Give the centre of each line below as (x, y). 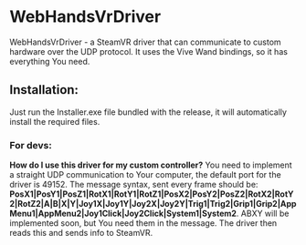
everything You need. (50, 61)
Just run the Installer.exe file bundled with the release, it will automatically (148, 112)
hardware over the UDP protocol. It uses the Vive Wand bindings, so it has (148, 51)
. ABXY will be (263, 214)
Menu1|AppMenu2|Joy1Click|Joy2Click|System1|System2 (123, 214)
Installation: (44, 90)
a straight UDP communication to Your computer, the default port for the (145, 175)
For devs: (31, 145)
